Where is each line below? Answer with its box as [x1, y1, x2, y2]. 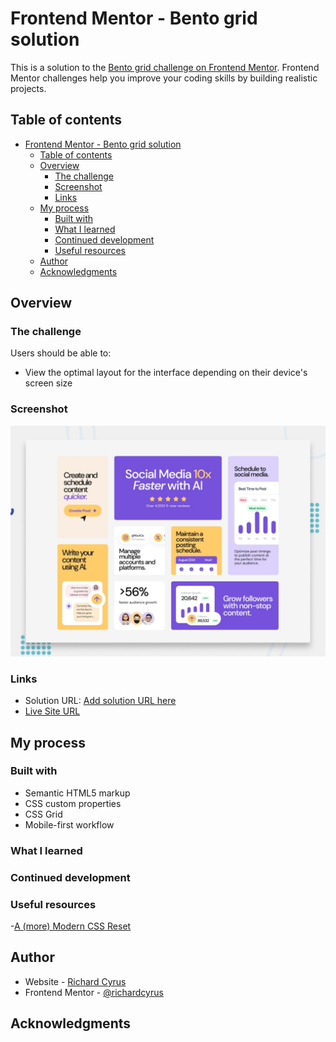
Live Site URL [24, 705, 81, 717]
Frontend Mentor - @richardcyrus [24, 986, 164, 998]
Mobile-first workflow [24, 818, 115, 831]
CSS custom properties [24, 797, 122, 809]
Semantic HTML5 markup [24, 787, 131, 799]
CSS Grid [24, 808, 63, 820]
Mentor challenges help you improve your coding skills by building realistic [10, 72, 318, 84]
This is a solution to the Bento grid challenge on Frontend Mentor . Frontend [10, 61, 320, 73]
